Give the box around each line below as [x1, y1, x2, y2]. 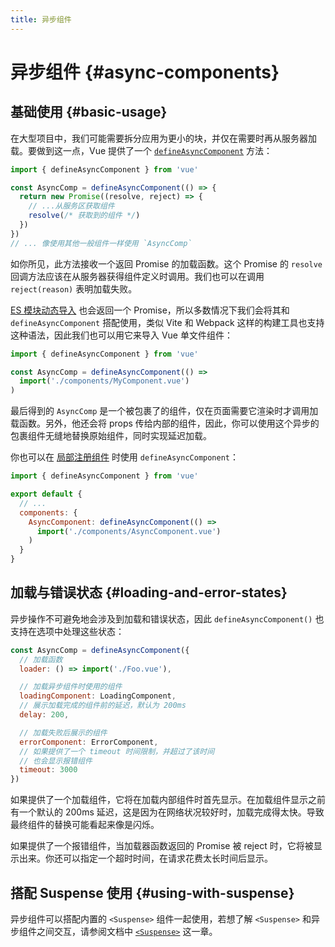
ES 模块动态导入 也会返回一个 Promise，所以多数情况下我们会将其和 [10, 304, 290, 316]
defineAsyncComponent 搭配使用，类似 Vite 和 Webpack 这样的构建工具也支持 [10, 316, 325, 328]
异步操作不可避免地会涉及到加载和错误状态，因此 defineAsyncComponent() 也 [10, 612, 325, 625]
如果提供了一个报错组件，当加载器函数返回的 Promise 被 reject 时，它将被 [10, 840, 314, 852]
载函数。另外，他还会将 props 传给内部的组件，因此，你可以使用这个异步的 [10, 417, 320, 430]
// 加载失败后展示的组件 [19, 727, 108, 738]
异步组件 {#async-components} [10, 61, 280, 83]
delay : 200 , [19, 710, 70, 720]
